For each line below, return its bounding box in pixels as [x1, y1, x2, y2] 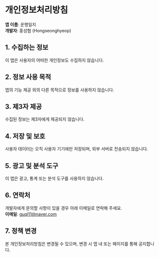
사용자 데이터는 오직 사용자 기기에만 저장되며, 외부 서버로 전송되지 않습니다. [5, 146, 148, 152]
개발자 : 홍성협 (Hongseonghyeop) [5, 27, 72, 33]
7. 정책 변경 [5, 227, 37, 235]
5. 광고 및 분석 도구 [5, 162, 59, 170]
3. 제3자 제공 [5, 102, 42, 110]
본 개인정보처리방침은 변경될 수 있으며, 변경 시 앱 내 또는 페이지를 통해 [5, 240, 138, 247]
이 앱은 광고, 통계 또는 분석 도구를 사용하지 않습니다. [5, 175, 104, 181]
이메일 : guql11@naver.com [5, 211, 57, 217]
